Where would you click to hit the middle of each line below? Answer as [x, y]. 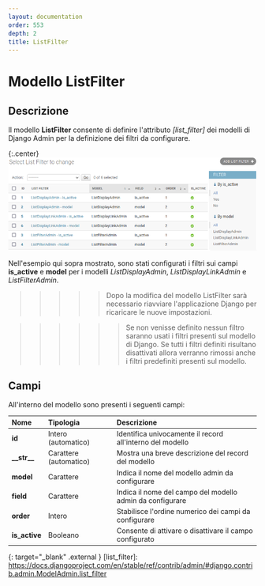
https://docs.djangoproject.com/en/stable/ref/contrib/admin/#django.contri [131, 565]
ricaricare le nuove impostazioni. [159, 312]
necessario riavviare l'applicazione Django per [181, 304]
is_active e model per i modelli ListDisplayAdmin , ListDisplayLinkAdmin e [127, 271]
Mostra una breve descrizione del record [183, 453]
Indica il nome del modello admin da [175, 473]
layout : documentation [45, 17]
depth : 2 [22, 33]
